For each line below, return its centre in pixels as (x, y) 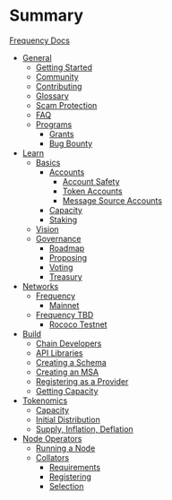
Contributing (59, 86)
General (37, 57)
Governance (58, 238)
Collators (52, 457)
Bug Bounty (71, 143)
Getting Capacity (67, 391)
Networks (40, 286)
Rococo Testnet (78, 324)
